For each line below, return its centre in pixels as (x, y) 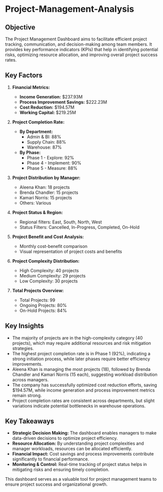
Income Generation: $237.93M (51, 96)
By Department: (36, 131)
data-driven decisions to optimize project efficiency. (65, 438)
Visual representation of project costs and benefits (71, 251)
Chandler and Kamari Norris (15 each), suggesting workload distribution (85, 374)
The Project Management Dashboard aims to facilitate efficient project (76, 39)
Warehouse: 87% (44, 147)
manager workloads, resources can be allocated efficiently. (72, 449)
